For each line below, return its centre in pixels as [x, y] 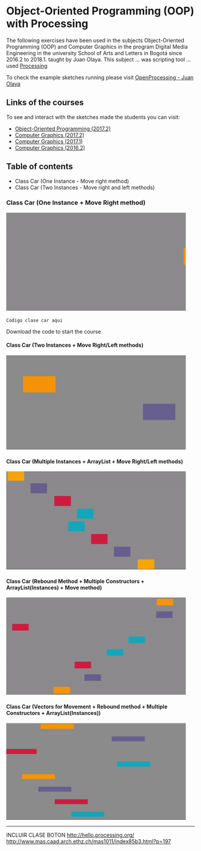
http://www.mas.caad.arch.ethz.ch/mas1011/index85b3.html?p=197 [89, 841]
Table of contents [39, 167]
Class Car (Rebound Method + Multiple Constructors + [75, 581]
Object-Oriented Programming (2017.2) [63, 128]
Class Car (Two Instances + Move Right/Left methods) [75, 345]
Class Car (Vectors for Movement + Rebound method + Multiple [87, 707]
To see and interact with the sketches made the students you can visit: [93, 117]
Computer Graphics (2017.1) [49, 141]
